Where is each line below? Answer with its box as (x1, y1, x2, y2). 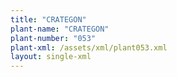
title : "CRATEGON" (10, 14, 87, 25)
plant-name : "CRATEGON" (10, 24, 110, 34)
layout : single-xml (10, 52, 92, 62)
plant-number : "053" (10, 33, 97, 43)
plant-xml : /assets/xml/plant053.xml (10, 42, 168, 53)
